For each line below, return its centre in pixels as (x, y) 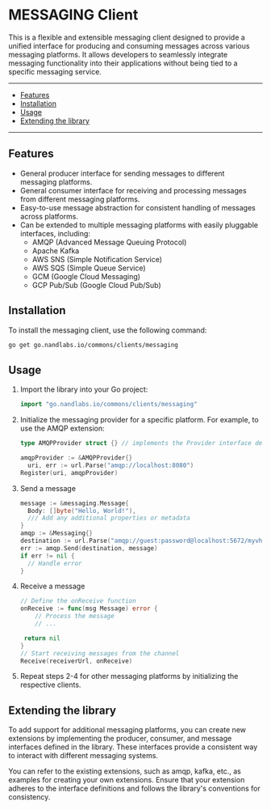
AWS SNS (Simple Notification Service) (97, 259)
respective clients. (50, 685)
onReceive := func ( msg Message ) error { (89, 609)
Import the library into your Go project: (84, 389)
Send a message (48, 488)
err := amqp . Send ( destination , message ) (89, 548)
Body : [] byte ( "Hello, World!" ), (82, 511)
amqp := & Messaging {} (56, 533)
